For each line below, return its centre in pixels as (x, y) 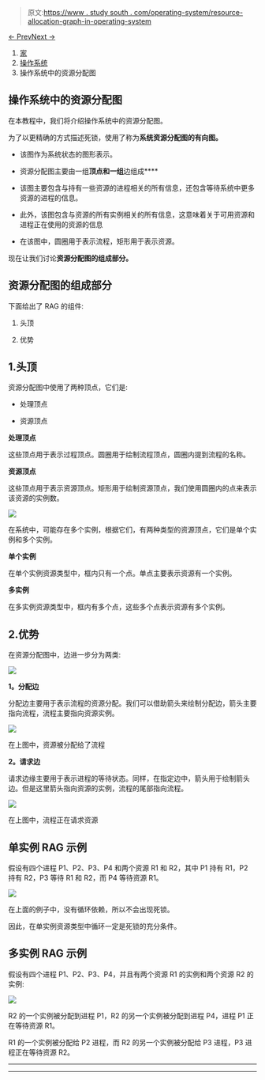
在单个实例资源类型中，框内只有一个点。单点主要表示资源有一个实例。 (122, 574)
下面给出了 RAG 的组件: (46, 306)
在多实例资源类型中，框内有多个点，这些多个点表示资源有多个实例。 (119, 607)
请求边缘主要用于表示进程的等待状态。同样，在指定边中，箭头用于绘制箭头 (129, 779)
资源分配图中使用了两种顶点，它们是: (68, 388)
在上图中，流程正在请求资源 (53, 820)
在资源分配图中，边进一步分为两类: (65, 655)
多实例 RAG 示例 (48, 954)
